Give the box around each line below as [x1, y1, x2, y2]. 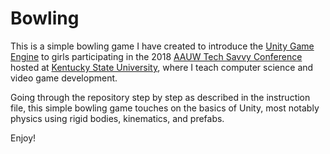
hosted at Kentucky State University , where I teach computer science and [10, 61, 314, 73]
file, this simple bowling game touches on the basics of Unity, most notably [10, 102, 320, 114]
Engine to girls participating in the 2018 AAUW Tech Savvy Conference [10, 50, 303, 62]
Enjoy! [10, 132, 37, 144]
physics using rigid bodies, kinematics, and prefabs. [10, 112, 225, 124]
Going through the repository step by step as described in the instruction [10, 91, 311, 103]
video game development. [10, 72, 118, 84]
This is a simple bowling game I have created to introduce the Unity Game [10, 40, 315, 52]
